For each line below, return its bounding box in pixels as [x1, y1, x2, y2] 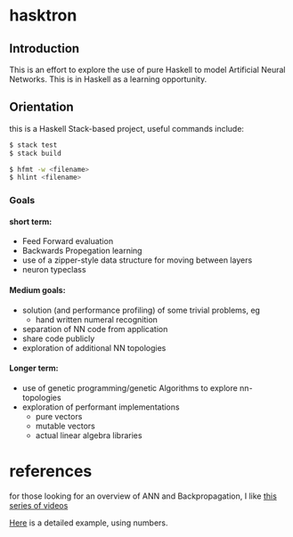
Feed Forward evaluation [21, 236, 114, 247]
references [9, 461, 93, 482]
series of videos [9, 500, 69, 510]
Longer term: [9, 362, 60, 374]
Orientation [9, 100, 74, 115]
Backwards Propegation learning [21, 246, 142, 256]
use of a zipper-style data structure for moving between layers [21, 255, 253, 265]
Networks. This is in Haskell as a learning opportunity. [9, 74, 208, 85]
